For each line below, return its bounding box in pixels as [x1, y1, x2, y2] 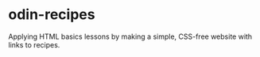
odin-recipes [8, 6, 95, 24]
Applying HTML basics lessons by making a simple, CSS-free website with [8, 32, 253, 41]
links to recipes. [8, 40, 60, 49]
